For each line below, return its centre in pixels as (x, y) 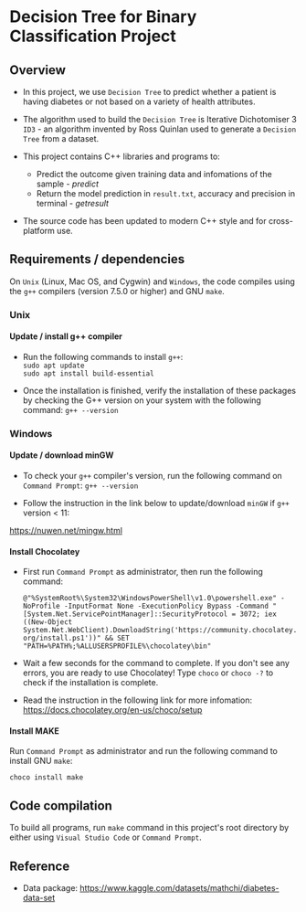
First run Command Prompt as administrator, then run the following (142, 572)
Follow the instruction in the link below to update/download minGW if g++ (156, 504)
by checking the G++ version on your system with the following (142, 400)
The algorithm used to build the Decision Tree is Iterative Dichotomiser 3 (159, 119)
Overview (38, 70)
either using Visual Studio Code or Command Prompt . (106, 837)
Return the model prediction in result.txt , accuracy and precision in (165, 193)
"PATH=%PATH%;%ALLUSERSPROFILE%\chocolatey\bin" (117, 646)
